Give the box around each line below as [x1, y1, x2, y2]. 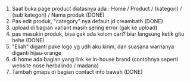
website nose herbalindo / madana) [11, 62, 99, 69]
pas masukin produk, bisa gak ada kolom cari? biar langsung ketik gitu [11, 30, 185, 38]
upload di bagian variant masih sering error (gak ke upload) [11, 24, 158, 31]
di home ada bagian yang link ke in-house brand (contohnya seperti [11, 56, 179, 63]
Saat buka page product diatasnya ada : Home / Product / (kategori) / [11, 5, 182, 12]
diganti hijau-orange [11, 49, 62, 56]
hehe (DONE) [11, 37, 45, 43]
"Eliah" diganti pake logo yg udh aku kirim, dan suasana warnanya [11, 43, 175, 50]
